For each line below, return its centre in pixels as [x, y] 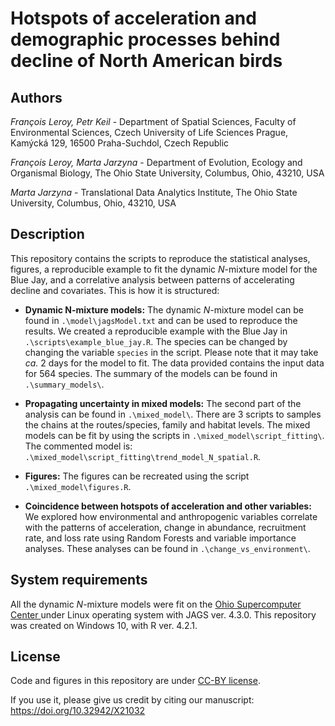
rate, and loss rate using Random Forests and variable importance [160, 538]
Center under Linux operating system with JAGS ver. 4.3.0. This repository [163, 614]
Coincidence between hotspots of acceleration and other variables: [168, 506]
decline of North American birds [146, 61]
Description [47, 234]
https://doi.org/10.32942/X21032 [78, 711]
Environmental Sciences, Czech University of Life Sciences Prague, [149, 132]
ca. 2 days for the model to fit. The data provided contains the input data [174, 363]
